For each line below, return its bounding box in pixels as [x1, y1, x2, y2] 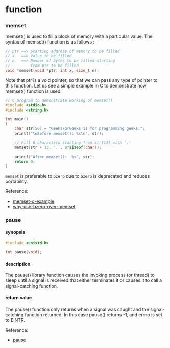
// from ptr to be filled [5, 63, 79, 69]
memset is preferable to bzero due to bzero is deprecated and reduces [5, 173, 150, 179]
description [5, 260, 31, 267]
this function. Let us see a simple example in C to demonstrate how [5, 82, 147, 89]
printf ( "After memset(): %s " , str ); [14, 154, 95, 159]
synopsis [5, 229, 26, 235]
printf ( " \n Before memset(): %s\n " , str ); [14, 131, 104, 136]
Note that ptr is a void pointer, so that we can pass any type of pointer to [5, 77, 158, 83]
